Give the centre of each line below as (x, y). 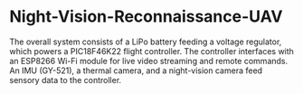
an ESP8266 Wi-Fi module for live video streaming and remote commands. (149, 61)
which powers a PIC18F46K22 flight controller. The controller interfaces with (151, 51)
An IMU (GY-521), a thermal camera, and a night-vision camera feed (136, 70)
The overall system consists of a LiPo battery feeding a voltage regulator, (146, 42)
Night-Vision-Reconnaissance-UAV (146, 17)
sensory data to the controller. (66, 80)
